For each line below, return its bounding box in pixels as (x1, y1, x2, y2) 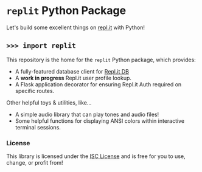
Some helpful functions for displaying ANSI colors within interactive (15, 117, 184, 125)
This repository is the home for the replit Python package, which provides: (6, 56, 196, 63)
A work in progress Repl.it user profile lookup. (15, 74, 132, 81)
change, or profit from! (6, 159, 63, 167)
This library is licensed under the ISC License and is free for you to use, (6, 153, 186, 160)
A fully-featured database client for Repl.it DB (15, 67, 130, 75)
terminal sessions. (15, 123, 61, 131)
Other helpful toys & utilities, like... (6, 98, 92, 106)
